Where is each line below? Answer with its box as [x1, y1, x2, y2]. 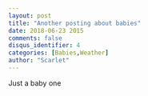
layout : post [8, 11, 52, 20]
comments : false [8, 34, 62, 42]
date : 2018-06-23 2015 [8, 26, 84, 34]
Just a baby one [8, 78, 62, 88]
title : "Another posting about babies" [8, 19, 142, 27]
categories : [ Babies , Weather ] [8, 49, 110, 57]
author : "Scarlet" [8, 57, 70, 65]
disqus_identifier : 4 [8, 42, 81, 50]
